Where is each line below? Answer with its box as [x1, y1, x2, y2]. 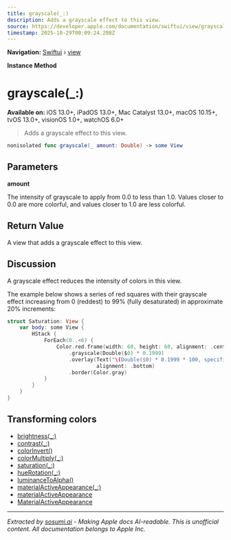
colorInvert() [16, 446, 53, 455]
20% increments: [7, 304, 56, 313]
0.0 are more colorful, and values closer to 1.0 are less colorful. [7, 200, 186, 208]
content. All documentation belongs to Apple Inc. [7, 524, 146, 533]
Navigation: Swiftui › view [7, 48, 81, 56]
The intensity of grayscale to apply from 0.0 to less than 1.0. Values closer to [7, 193, 224, 201]
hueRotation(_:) [16, 468, 60, 477]
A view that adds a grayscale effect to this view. [7, 238, 143, 246]
